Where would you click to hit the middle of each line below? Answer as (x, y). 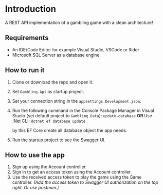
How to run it (25, 70)
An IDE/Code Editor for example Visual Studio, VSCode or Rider (76, 49)
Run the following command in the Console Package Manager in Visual (83, 110)
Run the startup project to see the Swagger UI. (59, 140)
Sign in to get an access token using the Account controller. (72, 172)
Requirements (27, 38)
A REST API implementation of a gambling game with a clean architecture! (79, 22)
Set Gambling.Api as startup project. (48, 91)
